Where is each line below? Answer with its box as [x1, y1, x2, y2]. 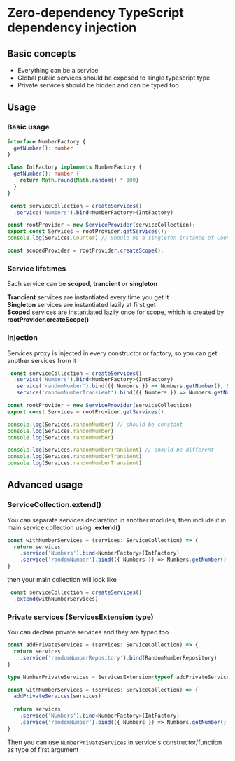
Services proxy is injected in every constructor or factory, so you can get [7, 348, 218, 357]
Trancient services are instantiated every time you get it [7, 293, 169, 301]
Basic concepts [7, 48, 76, 59]
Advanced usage [7, 479, 83, 491]
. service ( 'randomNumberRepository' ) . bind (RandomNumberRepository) [20, 654, 218, 662]
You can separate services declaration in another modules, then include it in [7, 515, 227, 524]
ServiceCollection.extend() [7, 500, 102, 510]
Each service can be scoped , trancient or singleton [7, 280, 158, 288]
